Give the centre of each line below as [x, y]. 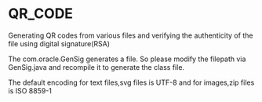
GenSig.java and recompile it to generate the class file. [96, 67]
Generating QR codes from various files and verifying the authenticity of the [131, 35]
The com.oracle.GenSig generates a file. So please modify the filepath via [127, 59]
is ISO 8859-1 [30, 90]
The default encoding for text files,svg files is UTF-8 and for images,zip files [131, 82]
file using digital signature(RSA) [59, 43]
